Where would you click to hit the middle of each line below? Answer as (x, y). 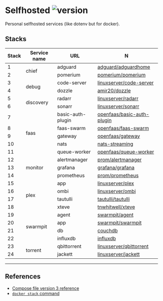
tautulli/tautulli (114, 199)
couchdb (107, 230)
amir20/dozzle (114, 91)
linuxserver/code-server (125, 82)
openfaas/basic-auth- (123, 114)
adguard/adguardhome (124, 67)
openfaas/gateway (119, 136)
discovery (37, 102)
